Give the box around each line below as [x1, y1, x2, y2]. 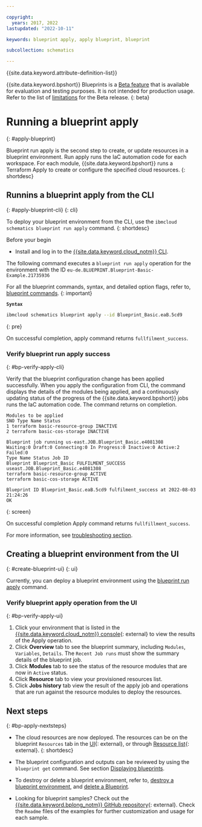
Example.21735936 [6, 272, 50, 279]
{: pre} [6, 322, 22, 330]
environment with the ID [6, 266, 66, 273]
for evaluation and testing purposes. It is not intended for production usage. [6, 87, 195, 95]
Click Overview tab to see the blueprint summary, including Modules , [15, 643, 186, 651]
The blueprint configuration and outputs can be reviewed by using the [15, 758, 189, 765]
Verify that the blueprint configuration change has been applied [6, 375, 165, 382]
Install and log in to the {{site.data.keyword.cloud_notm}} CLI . [15, 248, 169, 255]
